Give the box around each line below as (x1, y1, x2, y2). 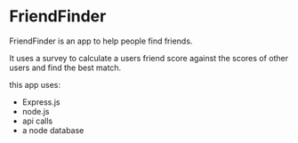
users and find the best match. (9, 62, 122, 73)
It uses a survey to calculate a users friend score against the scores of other (9, 52, 289, 63)
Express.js (21, 96, 60, 107)
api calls (21, 115, 53, 126)
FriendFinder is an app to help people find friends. (9, 36, 193, 46)
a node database (21, 124, 85, 135)
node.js (21, 106, 51, 116)
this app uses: (9, 79, 60, 90)
